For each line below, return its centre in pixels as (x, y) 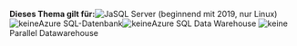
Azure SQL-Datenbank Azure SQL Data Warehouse (148, 23)
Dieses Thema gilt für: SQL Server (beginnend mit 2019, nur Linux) (143, 14)
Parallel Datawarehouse (54, 33)
